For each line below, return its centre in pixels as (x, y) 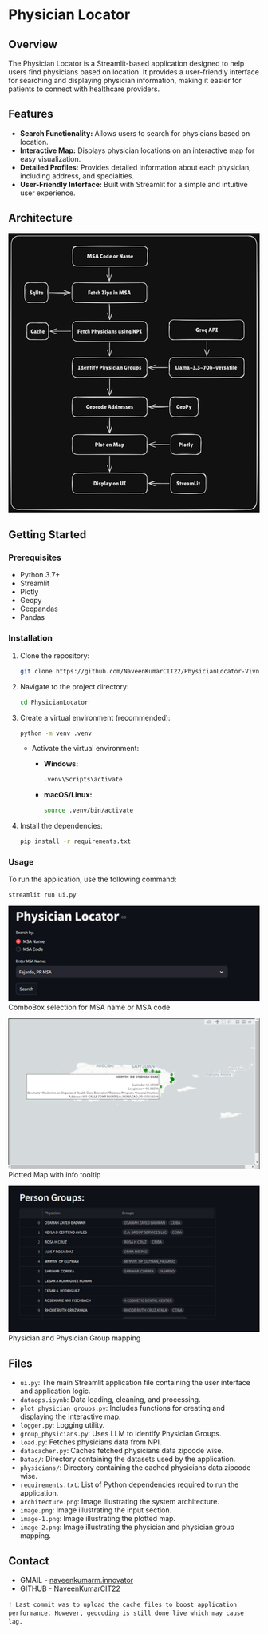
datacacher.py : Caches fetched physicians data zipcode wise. (122, 1451)
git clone (36, 671)
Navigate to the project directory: (74, 686)
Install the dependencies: (61, 826)
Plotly (29, 592)
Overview (33, 44)
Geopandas (39, 609)
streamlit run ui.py (43, 895)
